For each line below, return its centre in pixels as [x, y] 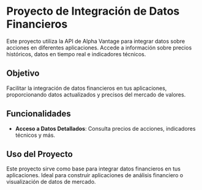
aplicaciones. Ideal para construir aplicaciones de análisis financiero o [95, 175]
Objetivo [23, 74]
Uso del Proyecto [40, 154]
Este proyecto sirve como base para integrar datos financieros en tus [93, 169]
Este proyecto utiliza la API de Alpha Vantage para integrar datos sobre [96, 41]
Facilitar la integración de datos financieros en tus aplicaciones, [87, 88]
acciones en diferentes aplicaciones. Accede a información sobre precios [99, 48]
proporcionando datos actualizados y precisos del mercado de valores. [96, 94]
